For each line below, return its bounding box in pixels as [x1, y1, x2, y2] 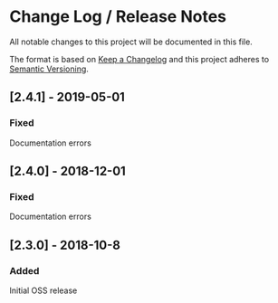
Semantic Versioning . [9, 63, 89, 74]
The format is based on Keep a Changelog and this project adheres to [9, 53, 270, 64]
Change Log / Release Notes [9, 6, 227, 27]
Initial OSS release [9, 285, 78, 296]
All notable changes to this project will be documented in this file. [9, 36, 254, 47]
